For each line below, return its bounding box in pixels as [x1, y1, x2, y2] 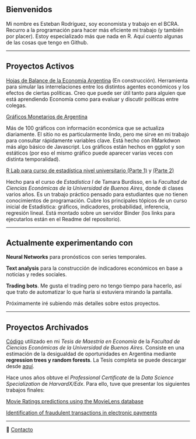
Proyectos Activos [6, 61, 75, 71]
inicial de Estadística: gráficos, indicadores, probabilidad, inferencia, [6, 203, 170, 210]
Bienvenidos [6, 5, 52, 15]
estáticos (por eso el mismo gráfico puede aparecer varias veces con [6, 149, 173, 156]
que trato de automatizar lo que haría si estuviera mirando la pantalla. [6, 289, 173, 296]
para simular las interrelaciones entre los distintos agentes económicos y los [6, 83, 190, 90]
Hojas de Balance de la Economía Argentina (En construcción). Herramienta [6, 77, 188, 84]
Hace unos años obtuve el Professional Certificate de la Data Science [6, 374, 174, 381]
